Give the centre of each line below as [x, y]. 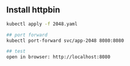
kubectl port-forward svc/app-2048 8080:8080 [65, 41]
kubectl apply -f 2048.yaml [42, 24]
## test [16, 51]
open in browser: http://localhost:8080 [59, 57]
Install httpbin [33, 10]
